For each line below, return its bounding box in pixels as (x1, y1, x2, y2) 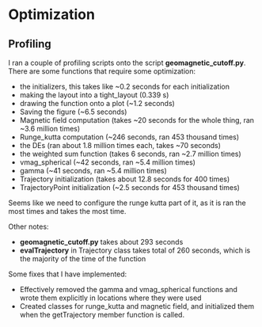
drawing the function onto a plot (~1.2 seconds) (19, 99, 176, 108)
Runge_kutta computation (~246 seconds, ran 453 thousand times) (19, 132, 240, 142)
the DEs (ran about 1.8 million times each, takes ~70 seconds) (19, 141, 222, 150)
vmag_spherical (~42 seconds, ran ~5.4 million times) (19, 158, 196, 167)
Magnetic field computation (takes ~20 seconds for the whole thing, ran (19, 116, 255, 124)
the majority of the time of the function (19, 254, 146, 263)
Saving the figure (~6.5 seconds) (19, 107, 127, 116)
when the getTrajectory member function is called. (19, 310, 184, 319)
